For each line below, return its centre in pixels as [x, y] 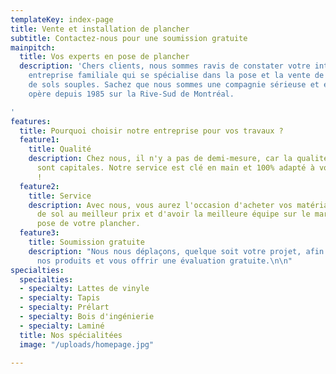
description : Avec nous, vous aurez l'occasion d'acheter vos [160, 205]
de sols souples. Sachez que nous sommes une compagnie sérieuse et [174, 85]
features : [31, 121]
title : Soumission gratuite [86, 242]
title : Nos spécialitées [71, 335]
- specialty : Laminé [62, 326]
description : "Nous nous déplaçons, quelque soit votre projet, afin [176, 251]
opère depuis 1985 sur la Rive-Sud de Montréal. [131, 94]
